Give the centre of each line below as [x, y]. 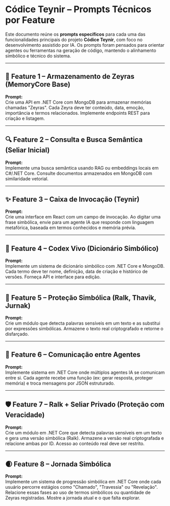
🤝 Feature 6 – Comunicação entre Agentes [73, 355]
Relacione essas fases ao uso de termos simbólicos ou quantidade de [78, 493]
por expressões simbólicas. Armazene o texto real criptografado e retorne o [84, 328]
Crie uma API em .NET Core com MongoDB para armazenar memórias [78, 102]
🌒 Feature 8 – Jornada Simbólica [58, 464]
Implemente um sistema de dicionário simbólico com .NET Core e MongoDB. [85, 266]
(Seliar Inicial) [28, 150]
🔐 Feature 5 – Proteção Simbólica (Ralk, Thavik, [81, 297]
